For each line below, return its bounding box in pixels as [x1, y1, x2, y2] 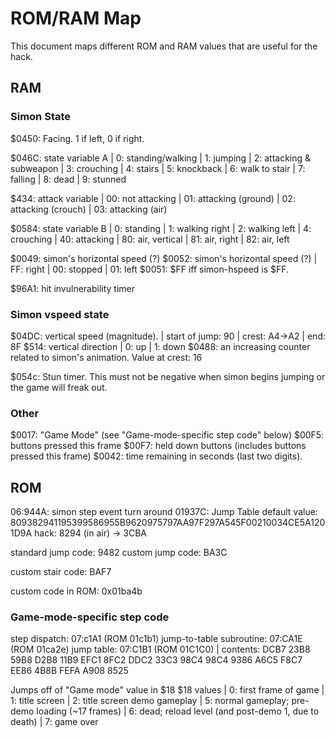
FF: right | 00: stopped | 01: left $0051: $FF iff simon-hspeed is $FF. [10, 263, 290, 275]
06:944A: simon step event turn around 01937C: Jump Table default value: [10, 506, 318, 518]
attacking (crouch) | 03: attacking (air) [10, 203, 168, 215]
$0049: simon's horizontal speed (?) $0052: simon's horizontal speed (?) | [10, 252, 318, 264]
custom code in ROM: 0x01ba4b [10, 585, 143, 597]
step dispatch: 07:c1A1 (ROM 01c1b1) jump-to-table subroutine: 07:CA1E [10, 633, 303, 645]
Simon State [10, 110, 72, 124]
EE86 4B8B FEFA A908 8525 [10, 665, 129, 677]
